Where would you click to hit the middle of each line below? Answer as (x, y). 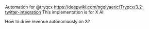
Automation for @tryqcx (29, 7)
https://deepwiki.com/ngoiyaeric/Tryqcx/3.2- (99, 7)
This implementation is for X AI (73, 12)
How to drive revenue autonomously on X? (48, 22)
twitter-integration (23, 12)
